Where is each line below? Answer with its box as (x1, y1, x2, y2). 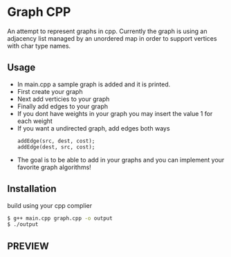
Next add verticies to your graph (17, 95, 110, 103)
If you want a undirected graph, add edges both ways (17, 124, 171, 132)
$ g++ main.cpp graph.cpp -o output (7, 215, 113, 222)
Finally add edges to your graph (17, 102, 109, 111)
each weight (17, 117, 53, 125)
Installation (7, 183, 57, 195)
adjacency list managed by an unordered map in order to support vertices (7, 34, 217, 42)
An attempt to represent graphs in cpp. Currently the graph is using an (7, 27, 207, 35)
